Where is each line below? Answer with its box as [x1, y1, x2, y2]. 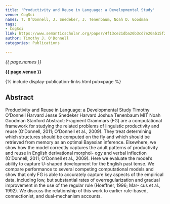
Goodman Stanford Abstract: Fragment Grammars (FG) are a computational [5, 117, 162, 123]
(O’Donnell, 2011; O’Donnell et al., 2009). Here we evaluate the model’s [5, 155, 153, 161]
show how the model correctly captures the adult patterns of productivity [5, 144, 158, 150]
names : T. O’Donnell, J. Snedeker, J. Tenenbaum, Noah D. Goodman [5, 17, 148, 22]
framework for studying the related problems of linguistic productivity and [5, 123, 159, 129]
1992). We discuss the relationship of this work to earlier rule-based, [5, 187, 148, 193]
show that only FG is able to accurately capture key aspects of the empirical [5, 171, 164, 178]
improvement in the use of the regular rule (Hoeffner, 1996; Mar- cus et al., [5, 182, 161, 188]
